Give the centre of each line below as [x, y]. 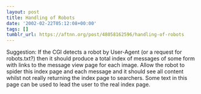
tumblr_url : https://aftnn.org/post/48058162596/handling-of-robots [95, 35]
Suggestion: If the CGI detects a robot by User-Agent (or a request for [94, 52]
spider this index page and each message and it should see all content [95, 71]
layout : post [23, 12]
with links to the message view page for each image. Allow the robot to [96, 65]
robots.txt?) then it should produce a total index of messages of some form [101, 59]
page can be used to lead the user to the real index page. [79, 85]
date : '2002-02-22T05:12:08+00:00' [52, 23]
